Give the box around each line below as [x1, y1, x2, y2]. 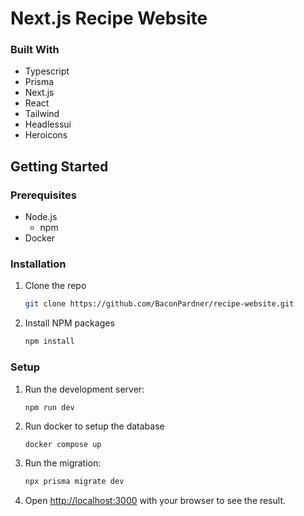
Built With [10, 43, 60, 57]
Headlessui [24, 118, 72, 131]
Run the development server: [24, 383, 145, 395]
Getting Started [10, 158, 109, 175]
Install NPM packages [24, 317, 115, 329]
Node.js [24, 211, 58, 223]
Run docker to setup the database [24, 420, 165, 432]
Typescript [24, 65, 70, 77]
